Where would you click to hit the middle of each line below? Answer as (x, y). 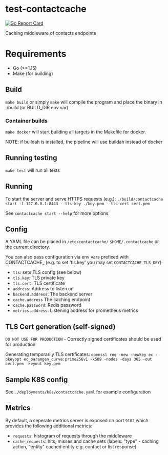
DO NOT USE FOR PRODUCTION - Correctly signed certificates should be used (83, 339)
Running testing (31, 158)
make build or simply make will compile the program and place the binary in (84, 102)
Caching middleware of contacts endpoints (51, 33)
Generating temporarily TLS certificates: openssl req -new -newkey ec (79, 354)
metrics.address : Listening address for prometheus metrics (75, 310)
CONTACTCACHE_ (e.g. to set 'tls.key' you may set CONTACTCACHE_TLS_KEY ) (83, 263)
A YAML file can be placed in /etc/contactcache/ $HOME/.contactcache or (82, 242)
